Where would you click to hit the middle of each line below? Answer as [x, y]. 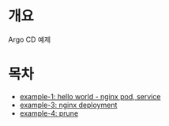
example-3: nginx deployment [68, 105]
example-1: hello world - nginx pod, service [90, 96]
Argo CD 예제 [30, 39]
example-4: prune [49, 113]
